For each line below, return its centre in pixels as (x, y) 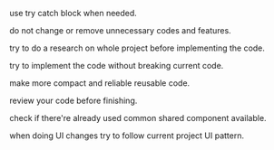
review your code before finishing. (73, 100)
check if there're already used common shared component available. (138, 118)
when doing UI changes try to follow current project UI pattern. (127, 136)
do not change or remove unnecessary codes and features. (120, 30)
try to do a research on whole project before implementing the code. (137, 48)
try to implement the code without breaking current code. (117, 66)
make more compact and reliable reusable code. (100, 83)
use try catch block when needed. (73, 13)
